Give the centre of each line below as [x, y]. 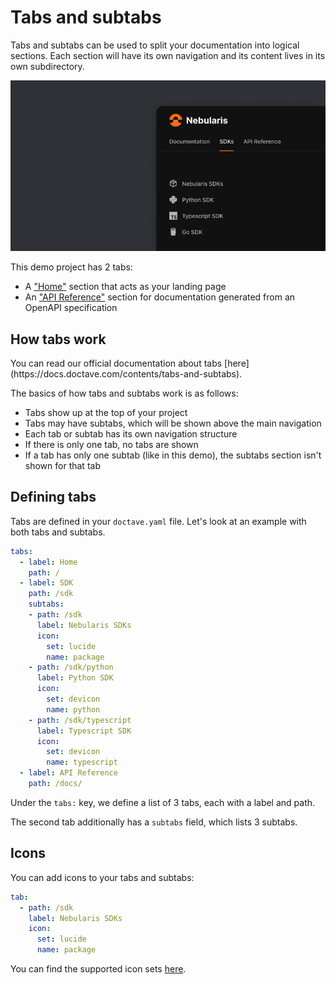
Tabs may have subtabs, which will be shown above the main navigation [173, 423]
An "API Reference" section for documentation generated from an [160, 297]
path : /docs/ [55, 784]
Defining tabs [53, 497]
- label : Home [48, 562]
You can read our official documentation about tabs [116, 363]
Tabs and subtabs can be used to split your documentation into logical [155, 45]
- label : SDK [46, 583]
